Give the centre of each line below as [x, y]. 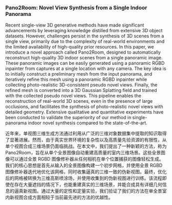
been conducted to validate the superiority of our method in [68, 118]
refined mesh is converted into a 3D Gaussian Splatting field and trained [81, 90]
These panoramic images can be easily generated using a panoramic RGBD [85, 63]
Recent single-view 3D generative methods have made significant [75, 25]
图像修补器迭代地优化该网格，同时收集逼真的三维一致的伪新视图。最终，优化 [86, 172]
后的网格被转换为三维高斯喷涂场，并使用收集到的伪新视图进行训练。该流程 [84, 178]
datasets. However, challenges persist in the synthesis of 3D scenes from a [85, 36]
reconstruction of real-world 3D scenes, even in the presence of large [79, 101]
